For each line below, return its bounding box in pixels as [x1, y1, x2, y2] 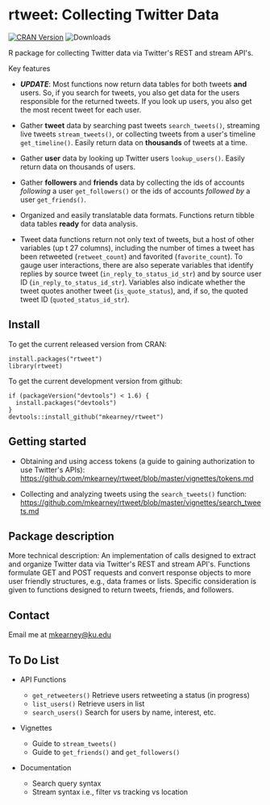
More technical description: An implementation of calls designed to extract [8, 551, 256, 561]
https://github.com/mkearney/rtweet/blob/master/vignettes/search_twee [19, 498, 262, 507]
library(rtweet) [8, 361, 63, 370]
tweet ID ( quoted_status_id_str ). [19, 294, 130, 304]
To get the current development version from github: [8, 376, 183, 386]
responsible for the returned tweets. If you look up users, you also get [19, 96, 252, 106]
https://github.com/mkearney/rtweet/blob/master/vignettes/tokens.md [19, 473, 254, 483]
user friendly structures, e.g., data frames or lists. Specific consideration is [8, 577, 256, 586]
